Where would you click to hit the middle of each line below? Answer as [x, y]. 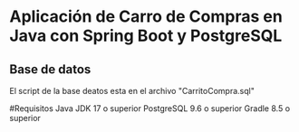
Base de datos [50, 69]
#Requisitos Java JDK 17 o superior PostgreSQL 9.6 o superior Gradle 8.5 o [150, 108]
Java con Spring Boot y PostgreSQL [146, 36]
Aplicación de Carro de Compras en [146, 17]
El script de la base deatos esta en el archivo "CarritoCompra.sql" [132, 91]
